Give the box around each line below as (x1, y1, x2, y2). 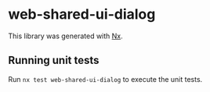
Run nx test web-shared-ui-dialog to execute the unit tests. (8, 74, 203, 83)
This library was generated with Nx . (8, 31, 123, 41)
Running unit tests (8, 54, 100, 67)
